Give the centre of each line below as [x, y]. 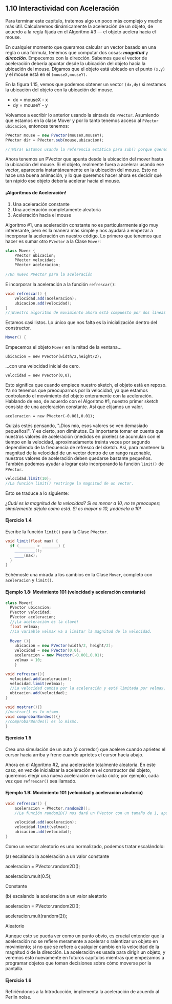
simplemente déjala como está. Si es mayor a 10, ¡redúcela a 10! [73, 508]
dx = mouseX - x [30, 99]
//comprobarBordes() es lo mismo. [42, 721]
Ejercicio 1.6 [18, 980]
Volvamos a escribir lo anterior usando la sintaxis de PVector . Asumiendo [82, 115]
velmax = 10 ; [28, 660]
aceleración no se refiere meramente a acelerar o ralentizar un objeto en [82, 941]
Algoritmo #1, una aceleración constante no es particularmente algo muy [82, 225]
